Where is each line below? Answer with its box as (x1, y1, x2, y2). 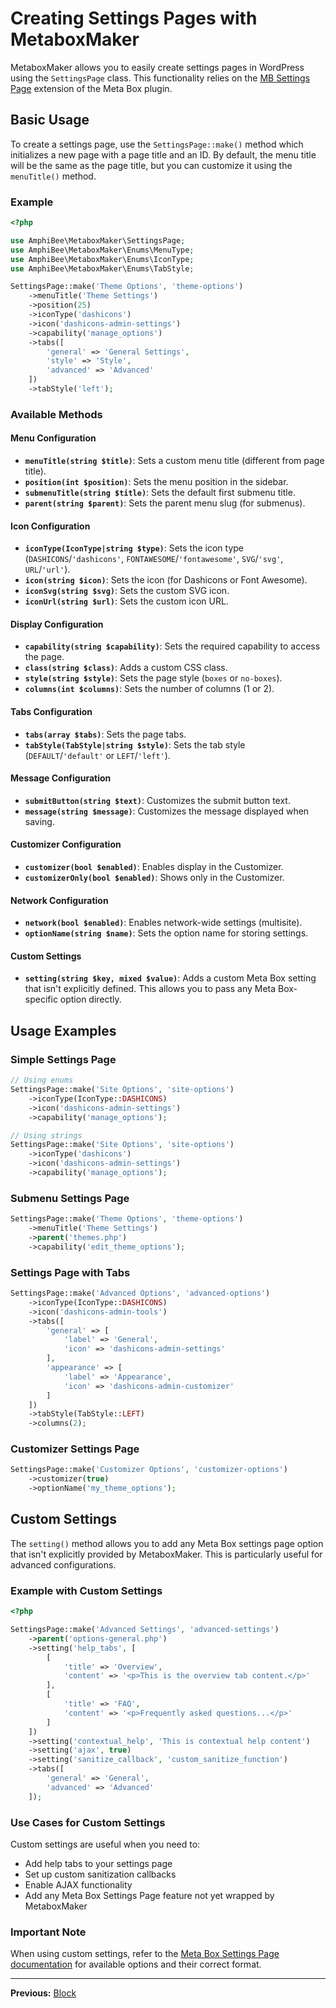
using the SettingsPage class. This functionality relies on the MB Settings (10, 72, 311, 84)
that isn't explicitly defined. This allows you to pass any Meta (24, 983, 277, 995)
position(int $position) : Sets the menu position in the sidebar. (24, 476, 289, 488)
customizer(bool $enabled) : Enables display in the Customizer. (24, 861, 284, 873)
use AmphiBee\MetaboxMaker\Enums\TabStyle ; (10, 263, 195, 274)
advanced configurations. (10, 1558, 117, 1571)
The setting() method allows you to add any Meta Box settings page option (10, 1537, 324, 1549)
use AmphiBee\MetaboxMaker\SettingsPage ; (10, 235, 186, 246)
